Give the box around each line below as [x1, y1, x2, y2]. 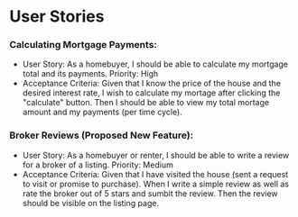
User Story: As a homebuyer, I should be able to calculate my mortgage [22, 59, 289, 69]
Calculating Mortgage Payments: [9, 39, 158, 51]
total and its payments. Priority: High [22, 68, 159, 79]
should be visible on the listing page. [22, 197, 160, 208]
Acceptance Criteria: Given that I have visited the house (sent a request [22, 168, 289, 179]
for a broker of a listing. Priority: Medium [22, 159, 173, 170]
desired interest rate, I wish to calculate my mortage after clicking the [22, 87, 281, 98]
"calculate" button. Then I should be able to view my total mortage [22, 97, 269, 108]
